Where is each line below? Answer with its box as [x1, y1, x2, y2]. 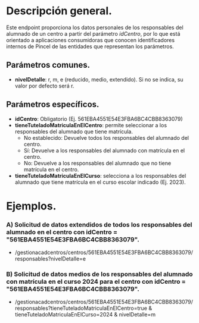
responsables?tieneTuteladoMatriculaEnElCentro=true [14, 305, 148, 312]
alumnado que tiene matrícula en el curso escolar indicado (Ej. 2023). [14, 178, 186, 186]
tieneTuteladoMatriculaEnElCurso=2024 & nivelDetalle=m [14, 311, 156, 318]
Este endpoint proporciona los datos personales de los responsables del [6, 24, 184, 31]
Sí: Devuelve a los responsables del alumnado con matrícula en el [23, 147, 185, 154]
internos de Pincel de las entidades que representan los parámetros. [6, 43, 174, 50]
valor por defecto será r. [14, 82, 74, 89]
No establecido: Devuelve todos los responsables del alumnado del [23, 134, 189, 141]
